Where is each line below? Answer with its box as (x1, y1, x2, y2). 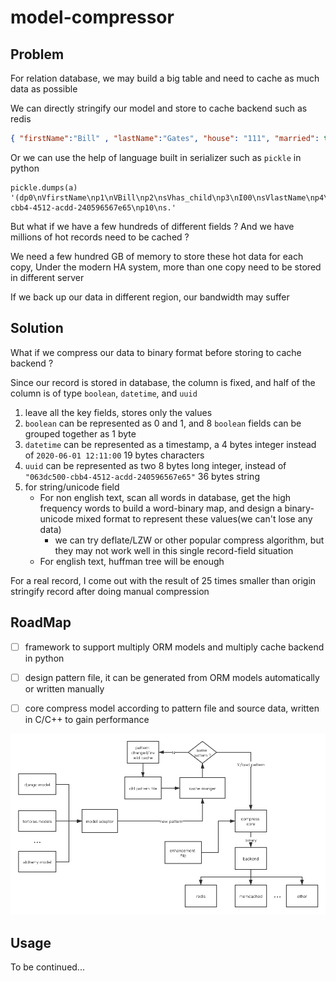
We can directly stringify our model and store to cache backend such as (10, 102, 308, 114)
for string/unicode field (24, 481, 120, 493)
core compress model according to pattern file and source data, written (24, 702, 320, 714)
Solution (10, 320, 64, 337)
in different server (10, 271, 85, 283)
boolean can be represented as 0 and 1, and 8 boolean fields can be (24, 417, 302, 429)
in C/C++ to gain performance (24, 713, 150, 725)
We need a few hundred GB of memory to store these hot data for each (10, 250, 304, 262)
